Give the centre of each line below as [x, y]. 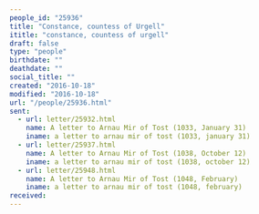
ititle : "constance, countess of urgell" [89, 35]
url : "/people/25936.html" [61, 102]
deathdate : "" [36, 69]
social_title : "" [42, 77]
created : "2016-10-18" [52, 86]
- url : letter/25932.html [67, 119]
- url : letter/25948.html [67, 170]
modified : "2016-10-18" [55, 94]
